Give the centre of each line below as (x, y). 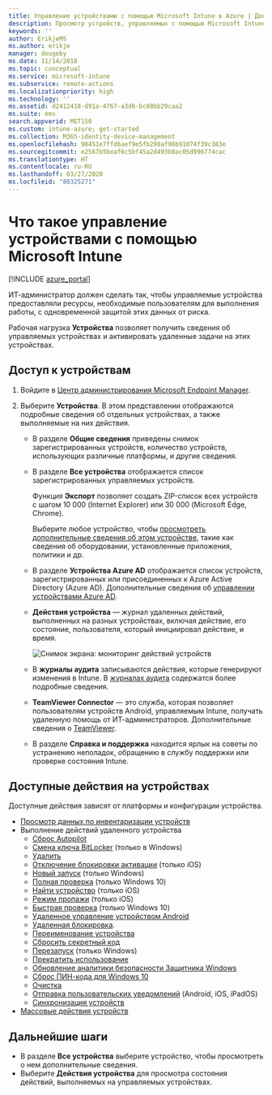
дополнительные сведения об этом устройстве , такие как (133, 537)
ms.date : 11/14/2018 (43, 62)
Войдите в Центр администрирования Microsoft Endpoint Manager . (135, 389)
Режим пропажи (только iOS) (83, 899)
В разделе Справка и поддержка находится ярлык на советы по (145, 744)
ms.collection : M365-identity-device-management (92, 136)
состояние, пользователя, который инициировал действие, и (138, 629)
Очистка (47, 985)
